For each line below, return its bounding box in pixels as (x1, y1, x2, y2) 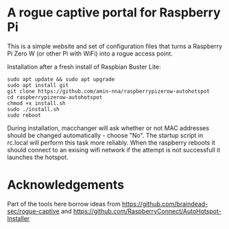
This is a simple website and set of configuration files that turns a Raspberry (7, 42, 223, 50)
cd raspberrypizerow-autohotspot (7, 94, 103, 101)
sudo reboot (7, 112, 41, 119)
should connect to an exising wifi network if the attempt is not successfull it (7, 145, 221, 154)
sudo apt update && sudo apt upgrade (7, 75, 115, 83)
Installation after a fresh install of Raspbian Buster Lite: (7, 62, 161, 71)
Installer (7, 214, 30, 222)
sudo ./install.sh (7, 106, 60, 112)
